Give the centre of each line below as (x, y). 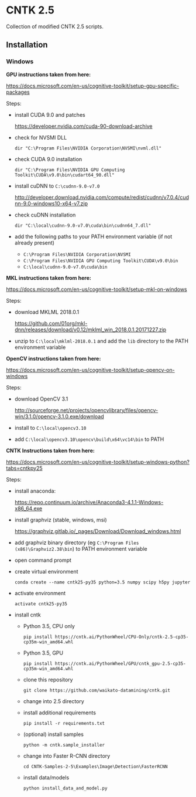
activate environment (40, 593)
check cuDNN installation (45, 215)
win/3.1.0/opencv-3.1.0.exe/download (59, 416)
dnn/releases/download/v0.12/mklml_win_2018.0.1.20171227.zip (90, 330)
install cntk (27, 615)
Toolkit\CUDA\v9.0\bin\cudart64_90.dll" (64, 175)
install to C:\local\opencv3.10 (50, 428)
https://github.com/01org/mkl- (51, 323)
